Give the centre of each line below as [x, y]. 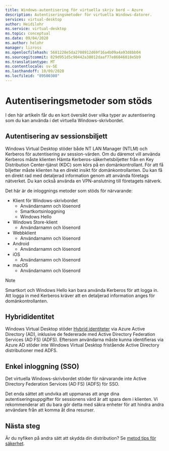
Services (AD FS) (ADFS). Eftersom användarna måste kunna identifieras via [84, 340]
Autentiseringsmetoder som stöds [79, 101]
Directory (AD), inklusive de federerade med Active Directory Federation [80, 334]
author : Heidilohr [24, 24]
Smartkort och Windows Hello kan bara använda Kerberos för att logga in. [82, 290]
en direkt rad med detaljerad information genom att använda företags [77, 175]
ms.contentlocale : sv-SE [31, 66]
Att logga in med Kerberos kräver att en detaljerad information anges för [80, 295]
